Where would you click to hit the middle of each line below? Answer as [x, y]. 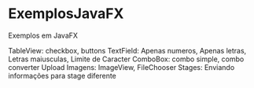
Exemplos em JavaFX [43, 35]
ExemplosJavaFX [66, 14]
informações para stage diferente [62, 75]
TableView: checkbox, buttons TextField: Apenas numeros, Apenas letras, [127, 50]
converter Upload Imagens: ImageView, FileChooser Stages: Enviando [121, 67]
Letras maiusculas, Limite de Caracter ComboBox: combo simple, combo [126, 59]
